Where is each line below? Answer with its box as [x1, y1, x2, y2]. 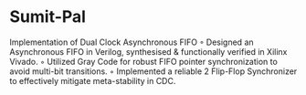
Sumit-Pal [9, 6, 87, 27]
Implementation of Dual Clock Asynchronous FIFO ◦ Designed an [9, 37, 254, 47]
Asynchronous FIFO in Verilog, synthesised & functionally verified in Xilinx [9, 46, 288, 57]
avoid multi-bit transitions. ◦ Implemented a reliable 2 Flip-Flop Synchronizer [9, 66, 298, 77]
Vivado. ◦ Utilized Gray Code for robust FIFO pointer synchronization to [9, 56, 279, 67]
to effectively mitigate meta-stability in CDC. [9, 75, 176, 86]
